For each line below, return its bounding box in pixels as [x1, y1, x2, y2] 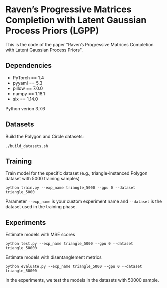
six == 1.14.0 [12, 96, 38, 102]
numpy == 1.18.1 [12, 90, 45, 96]
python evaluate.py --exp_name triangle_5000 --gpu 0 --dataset [5, 264, 142, 269]
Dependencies [5, 61, 52, 70]
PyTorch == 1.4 [12, 74, 44, 81]
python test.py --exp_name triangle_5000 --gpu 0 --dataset [5, 241, 134, 246]
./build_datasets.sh [5, 143, 49, 149]
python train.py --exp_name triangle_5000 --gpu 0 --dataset [5, 185, 136, 190]
